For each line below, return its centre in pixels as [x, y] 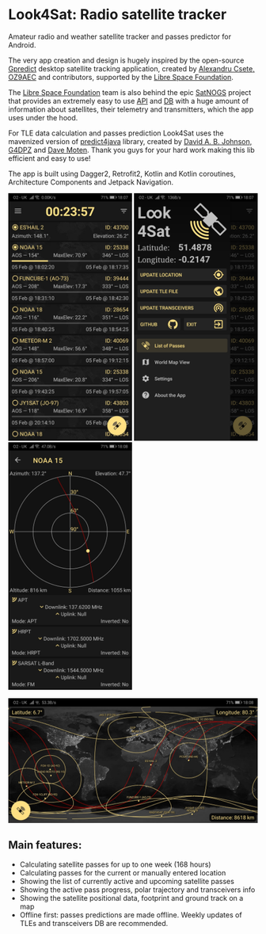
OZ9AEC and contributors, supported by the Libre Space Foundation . [121, 77]
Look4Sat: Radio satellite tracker [118, 15]
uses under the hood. [43, 117]
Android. [22, 44]
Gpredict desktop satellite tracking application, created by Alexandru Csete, [131, 68]
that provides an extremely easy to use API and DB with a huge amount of [129, 101]
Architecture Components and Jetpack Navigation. [91, 182]
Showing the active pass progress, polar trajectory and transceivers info [137, 890]
